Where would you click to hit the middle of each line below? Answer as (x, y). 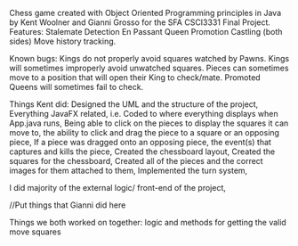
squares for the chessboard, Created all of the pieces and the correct (137, 161)
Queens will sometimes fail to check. (77, 87)
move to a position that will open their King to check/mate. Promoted (135, 78)
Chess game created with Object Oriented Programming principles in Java (145, 13)
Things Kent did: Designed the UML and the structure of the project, (134, 104)
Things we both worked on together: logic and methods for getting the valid (148, 222)
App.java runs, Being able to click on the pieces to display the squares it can (149, 123)
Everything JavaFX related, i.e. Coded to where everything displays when (144, 114)
